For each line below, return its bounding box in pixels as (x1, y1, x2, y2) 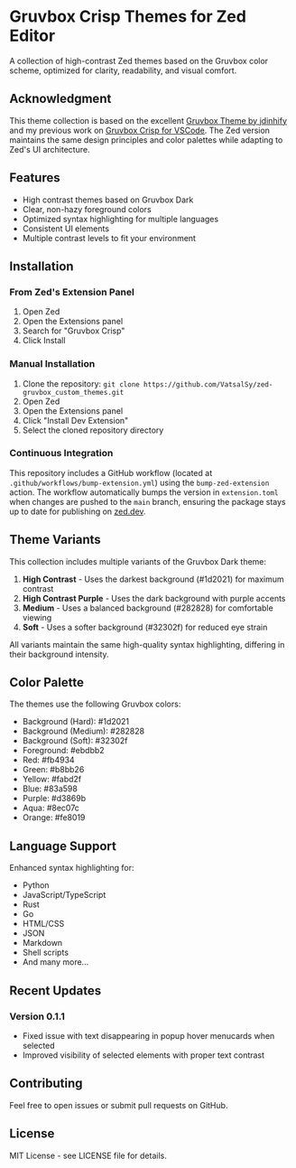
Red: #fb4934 (22, 754, 75, 765)
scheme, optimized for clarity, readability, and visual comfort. (9, 65, 237, 76)
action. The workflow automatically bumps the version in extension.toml (9, 486, 279, 498)
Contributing (9, 1076, 83, 1091)
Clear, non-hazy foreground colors (22, 203, 152, 214)
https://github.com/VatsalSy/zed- (143, 379, 273, 389)
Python (22, 880, 50, 891)
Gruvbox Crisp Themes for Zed (9, 6, 246, 27)
